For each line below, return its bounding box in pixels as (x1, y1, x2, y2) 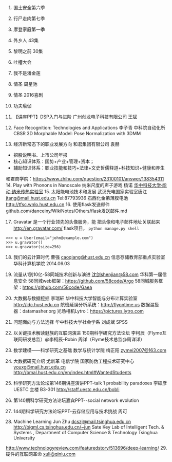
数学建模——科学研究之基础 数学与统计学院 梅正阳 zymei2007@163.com (13, 347, 166, 353)
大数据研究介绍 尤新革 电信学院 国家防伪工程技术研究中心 (13, 358, 135, 364)
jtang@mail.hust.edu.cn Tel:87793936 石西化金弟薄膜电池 (6, 195, 128, 201)
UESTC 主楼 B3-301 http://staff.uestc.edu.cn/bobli (13, 386, 120, 392)
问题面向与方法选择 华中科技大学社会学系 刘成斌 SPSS (13, 319, 128, 325)
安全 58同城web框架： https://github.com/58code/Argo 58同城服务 (17, 278, 159, 284)
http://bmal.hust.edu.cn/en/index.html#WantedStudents (13, 369, 131, 375)
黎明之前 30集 (13, 48, 43, 54)
